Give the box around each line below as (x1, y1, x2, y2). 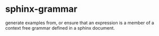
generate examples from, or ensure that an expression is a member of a (5, 20, 154, 26)
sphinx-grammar (5, 3, 78, 15)
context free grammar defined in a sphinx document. (5, 25, 115, 31)
